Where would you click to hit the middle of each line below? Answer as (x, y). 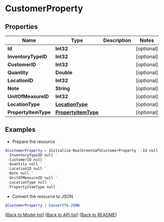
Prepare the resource (33, 141)
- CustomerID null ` (27, 160)
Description (117, 40)
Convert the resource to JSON (42, 196)
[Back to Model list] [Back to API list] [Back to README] (61, 215)
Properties (21, 27)
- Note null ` (20, 173)
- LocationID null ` (27, 169)
